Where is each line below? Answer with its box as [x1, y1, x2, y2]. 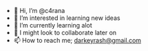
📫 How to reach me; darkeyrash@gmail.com [13, 37, 142, 44]
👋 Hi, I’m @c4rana [13, 7, 65, 14]
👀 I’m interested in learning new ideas [13, 14, 120, 22]
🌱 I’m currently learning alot [13, 21, 93, 29]
